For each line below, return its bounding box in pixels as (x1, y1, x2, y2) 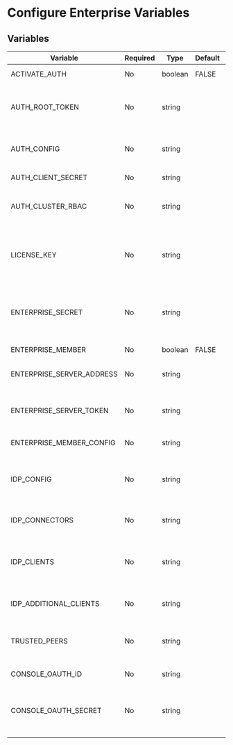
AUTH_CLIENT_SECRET (10, 173, 88, 182)
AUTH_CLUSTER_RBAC (10, 202, 87, 211)
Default (195, 54, 221, 63)
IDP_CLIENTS (10, 557, 55, 566)
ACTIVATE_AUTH (10, 70, 67, 79)
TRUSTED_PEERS (10, 636, 68, 646)
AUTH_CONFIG (10, 144, 60, 154)
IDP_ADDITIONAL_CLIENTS (10, 599, 100, 608)
